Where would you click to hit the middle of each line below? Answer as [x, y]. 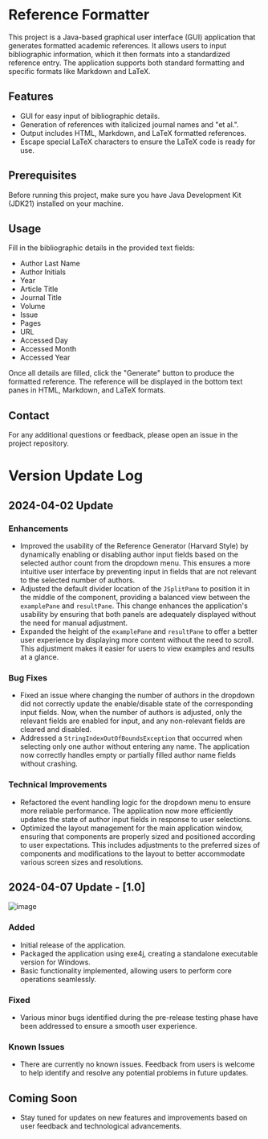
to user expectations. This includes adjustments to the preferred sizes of [140, 845]
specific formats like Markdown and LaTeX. [79, 71]
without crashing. [49, 764]
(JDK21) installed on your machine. [66, 204]
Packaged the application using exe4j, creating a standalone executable [139, 953]
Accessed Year [45, 358]
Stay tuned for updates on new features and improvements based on [134, 1118]
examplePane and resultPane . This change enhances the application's [134, 606]
